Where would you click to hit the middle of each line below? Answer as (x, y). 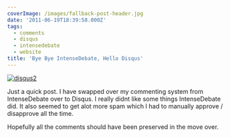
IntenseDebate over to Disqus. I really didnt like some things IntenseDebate (114, 99)
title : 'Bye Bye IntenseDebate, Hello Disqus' (75, 59)
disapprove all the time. (40, 113)
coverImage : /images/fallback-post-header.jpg (75, 13)
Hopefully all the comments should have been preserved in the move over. (113, 127)
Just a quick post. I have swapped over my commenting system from (105, 91)
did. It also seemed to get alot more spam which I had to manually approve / (115, 106)
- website (27, 52)
